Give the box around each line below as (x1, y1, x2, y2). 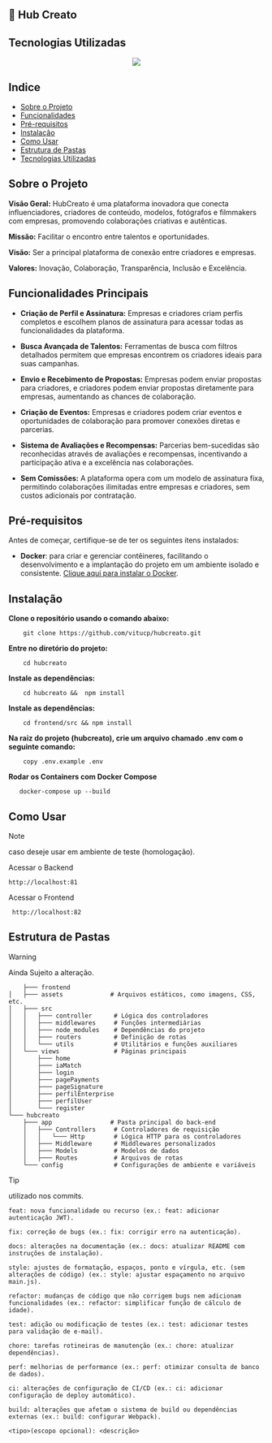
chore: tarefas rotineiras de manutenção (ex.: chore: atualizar (8, 1341, 234, 1350)
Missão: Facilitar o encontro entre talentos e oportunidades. (8, 231, 209, 241)
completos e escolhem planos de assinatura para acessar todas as (19, 317, 244, 326)
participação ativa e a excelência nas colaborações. (19, 457, 194, 467)
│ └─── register (8, 1104, 85, 1112)
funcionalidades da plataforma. (19, 326, 125, 335)
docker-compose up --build (19, 788, 111, 796)
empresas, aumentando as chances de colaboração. (19, 391, 196, 401)
